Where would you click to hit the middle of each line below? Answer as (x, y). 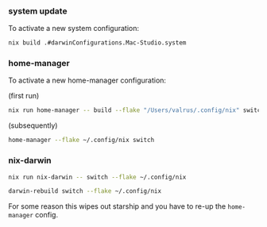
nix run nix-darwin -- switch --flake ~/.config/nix (97, 177)
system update (38, 11)
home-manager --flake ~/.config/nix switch (81, 140)
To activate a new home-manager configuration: (87, 80)
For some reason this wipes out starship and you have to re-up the (117, 206)
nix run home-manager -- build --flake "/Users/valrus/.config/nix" (124, 110)
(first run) (24, 96)
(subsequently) (33, 125)
